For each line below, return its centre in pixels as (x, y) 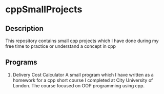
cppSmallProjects (44, 10)
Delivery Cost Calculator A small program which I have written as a (83, 74)
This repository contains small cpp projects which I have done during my (82, 41)
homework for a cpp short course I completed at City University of (83, 80)
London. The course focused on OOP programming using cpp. (79, 85)
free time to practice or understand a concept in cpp (61, 46)
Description (24, 29)
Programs (21, 62)
